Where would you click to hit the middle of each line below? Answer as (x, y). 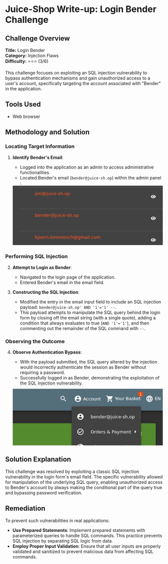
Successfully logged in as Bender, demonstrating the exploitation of (90, 378)
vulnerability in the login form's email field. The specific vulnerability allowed (84, 476)
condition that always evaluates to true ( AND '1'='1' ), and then (84, 323)
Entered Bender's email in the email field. (62, 282)
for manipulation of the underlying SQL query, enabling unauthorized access (84, 482)
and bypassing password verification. (44, 492)
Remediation (25, 508)
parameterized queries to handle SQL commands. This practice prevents (87, 535)
